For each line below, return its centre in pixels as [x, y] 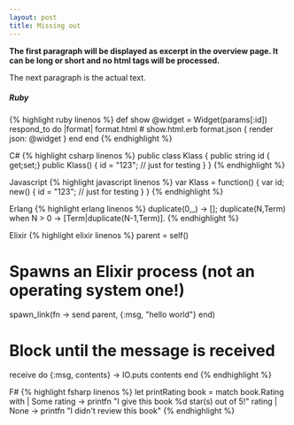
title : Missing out [45, 26]
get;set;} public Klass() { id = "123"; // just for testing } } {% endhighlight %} [147, 166]
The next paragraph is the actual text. [77, 77]
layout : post [33, 17]
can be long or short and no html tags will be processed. [115, 60]
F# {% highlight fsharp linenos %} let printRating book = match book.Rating [147, 392]
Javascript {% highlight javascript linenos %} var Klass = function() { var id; [147, 182]
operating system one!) [97, 290]
